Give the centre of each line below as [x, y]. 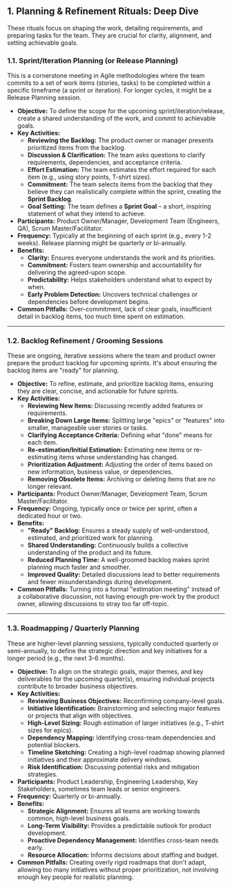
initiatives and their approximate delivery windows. [99, 760]
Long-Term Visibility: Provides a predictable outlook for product [119, 825]
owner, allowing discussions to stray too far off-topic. [93, 604]
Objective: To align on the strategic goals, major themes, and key [110, 671]
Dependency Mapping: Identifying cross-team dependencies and [122, 737]
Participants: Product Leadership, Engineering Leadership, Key [107, 781]
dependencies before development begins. [89, 302]
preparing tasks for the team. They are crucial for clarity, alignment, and [109, 35]
